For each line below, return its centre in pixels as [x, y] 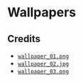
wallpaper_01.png [43, 56]
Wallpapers [42, 12]
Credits [24, 39]
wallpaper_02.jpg [43, 64]
